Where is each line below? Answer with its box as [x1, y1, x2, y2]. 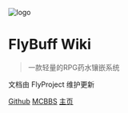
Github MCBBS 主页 [8, 96, 74, 106]
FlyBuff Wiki [8, 36, 92, 53]
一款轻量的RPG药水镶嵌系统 [27, 62, 120, 72]
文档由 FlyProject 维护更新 [8, 80, 95, 89]
